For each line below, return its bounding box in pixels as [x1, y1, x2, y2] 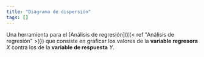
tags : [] [6, 14, 29, 20]
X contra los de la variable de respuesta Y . [6, 43, 114, 51]
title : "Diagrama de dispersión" [6, 8, 91, 15]
